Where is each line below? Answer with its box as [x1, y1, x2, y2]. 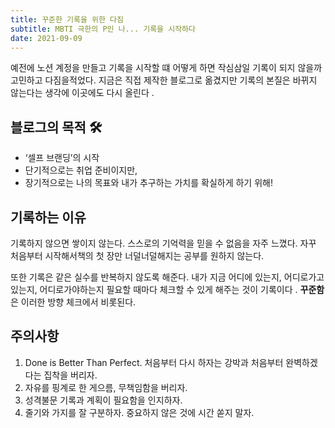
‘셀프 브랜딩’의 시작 [24, 152, 100, 164]
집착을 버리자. [43, 369, 98, 381]
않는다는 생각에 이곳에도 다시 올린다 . [10, 87, 155, 99]
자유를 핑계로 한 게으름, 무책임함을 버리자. [24, 381, 188, 393]
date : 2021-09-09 [10, 33, 83, 43]
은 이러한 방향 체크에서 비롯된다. [10, 296, 137, 308]
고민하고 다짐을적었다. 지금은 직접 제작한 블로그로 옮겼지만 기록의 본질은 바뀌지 [10, 74, 318, 86]
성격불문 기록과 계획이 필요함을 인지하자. [24, 394, 183, 406]
